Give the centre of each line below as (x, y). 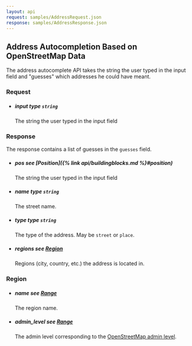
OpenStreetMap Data (46, 56)
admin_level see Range (44, 322)
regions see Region (39, 248)
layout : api (21, 12)
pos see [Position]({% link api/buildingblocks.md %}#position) (94, 163)
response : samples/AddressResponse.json (57, 23)
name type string (37, 191)
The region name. (36, 308)
